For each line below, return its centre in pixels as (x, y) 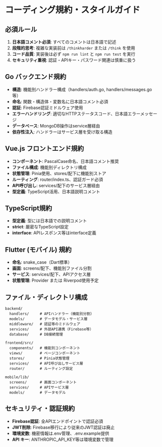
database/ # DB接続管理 (36, 335)
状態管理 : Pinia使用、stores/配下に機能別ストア (59, 173)
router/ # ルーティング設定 (41, 369)
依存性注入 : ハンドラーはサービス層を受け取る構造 (62, 132)
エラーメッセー (143, 113)
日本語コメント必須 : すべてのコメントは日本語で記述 (64, 42)
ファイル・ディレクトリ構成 (46, 297)
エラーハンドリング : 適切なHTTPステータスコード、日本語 (70, 113)
